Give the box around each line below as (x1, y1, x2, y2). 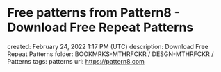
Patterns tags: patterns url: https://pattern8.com (7, 57, 145, 65)
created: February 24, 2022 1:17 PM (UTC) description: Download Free (7, 42, 208, 51)
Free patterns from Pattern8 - (7, 5, 181, 21)
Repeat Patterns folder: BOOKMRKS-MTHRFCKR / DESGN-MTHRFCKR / (7, 50, 214, 58)
